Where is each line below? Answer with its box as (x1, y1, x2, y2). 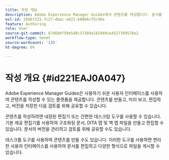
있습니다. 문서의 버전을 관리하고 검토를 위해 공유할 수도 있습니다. (5, 126, 132, 132)
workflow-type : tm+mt (5, 36, 51, 41)
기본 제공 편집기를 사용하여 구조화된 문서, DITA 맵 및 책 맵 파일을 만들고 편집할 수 (5, 119, 164, 126)
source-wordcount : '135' (5, 40, 58, 45)
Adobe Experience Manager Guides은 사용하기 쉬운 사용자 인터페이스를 (5, 90, 150, 96)
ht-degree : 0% (5, 45, 35, 50)
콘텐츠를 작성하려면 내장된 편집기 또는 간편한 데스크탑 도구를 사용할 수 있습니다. (5, 113, 161, 119)
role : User (5, 26, 28, 31)
